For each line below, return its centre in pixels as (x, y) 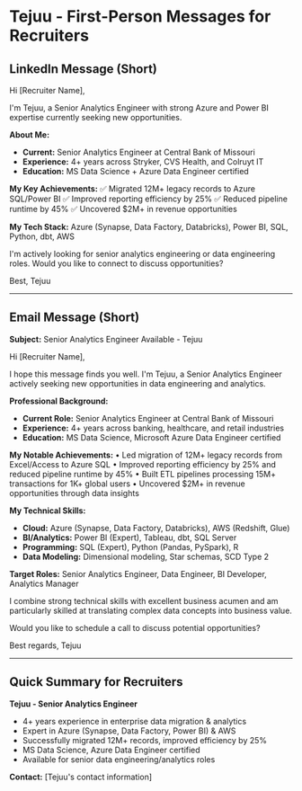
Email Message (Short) (75, 318)
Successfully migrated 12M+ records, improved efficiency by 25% (145, 740)
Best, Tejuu (30, 281)
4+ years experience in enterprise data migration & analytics (134, 721)
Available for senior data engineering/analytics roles (119, 759)
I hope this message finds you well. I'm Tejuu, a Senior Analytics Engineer (146, 374)
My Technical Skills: (48, 511)
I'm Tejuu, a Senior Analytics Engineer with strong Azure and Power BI (139, 108)
